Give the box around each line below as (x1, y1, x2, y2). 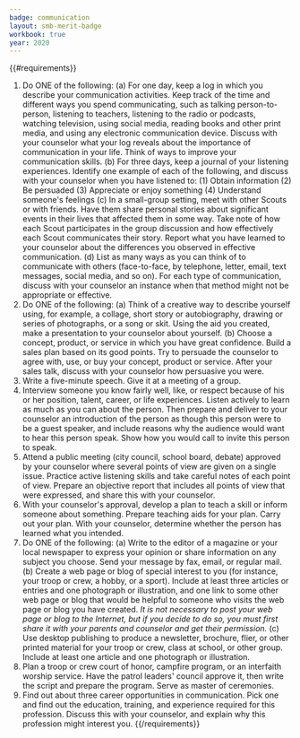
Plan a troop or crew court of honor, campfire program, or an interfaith (21, 661, 282, 673)
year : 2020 (9, 38, 50, 48)
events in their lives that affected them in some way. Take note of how (21, 213, 280, 224)
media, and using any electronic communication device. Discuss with (21, 127, 278, 139)
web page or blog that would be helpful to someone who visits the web (21, 595, 285, 605)
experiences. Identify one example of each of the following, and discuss (21, 166, 289, 177)
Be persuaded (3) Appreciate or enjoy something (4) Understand (21, 185, 261, 195)
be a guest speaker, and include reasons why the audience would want (21, 423, 285, 434)
